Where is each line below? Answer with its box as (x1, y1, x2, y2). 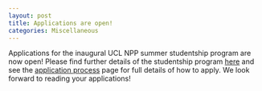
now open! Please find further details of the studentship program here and (8, 57, 255, 66)
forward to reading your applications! (8, 73, 131, 84)
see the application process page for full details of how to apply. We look (8, 65, 250, 75)
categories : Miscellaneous (8, 26, 99, 34)
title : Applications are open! (8, 19, 113, 27)
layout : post (8, 11, 52, 20)
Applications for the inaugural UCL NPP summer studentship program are (8, 49, 252, 58)
